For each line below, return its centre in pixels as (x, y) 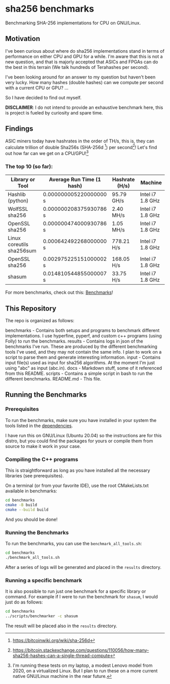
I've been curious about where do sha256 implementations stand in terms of (85, 51)
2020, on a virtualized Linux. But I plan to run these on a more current (85, 671)
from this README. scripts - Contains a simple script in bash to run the (79, 373)
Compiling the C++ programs (42, 459)
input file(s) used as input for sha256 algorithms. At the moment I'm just (80, 362)
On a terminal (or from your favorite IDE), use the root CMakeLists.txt (77, 485)
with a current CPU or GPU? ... (37, 88)
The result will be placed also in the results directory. (61, 626)
